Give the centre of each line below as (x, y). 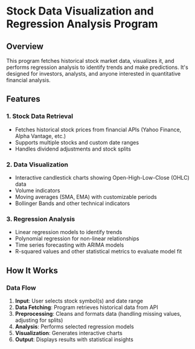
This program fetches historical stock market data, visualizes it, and (90, 61)
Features (23, 99)
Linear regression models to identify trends (69, 232)
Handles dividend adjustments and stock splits (73, 149)
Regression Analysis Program (82, 24)
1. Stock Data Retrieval (40, 116)
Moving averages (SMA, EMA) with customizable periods (86, 197)
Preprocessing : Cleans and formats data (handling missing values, (98, 313)
